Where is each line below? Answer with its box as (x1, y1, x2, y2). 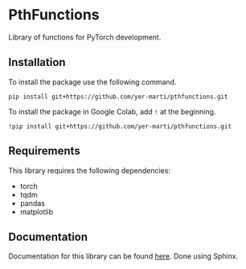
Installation (8, 56, 66, 69)
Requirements (8, 144, 80, 158)
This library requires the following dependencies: (8, 165, 171, 175)
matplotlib (19, 207, 54, 217)
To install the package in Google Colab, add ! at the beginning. (8, 106, 216, 116)
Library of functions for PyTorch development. (8, 32, 162, 42)
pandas (19, 198, 46, 208)
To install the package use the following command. (8, 77, 177, 86)
